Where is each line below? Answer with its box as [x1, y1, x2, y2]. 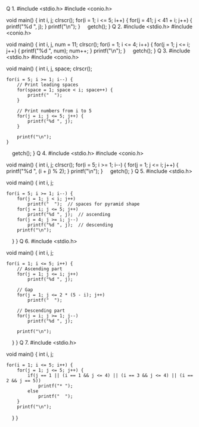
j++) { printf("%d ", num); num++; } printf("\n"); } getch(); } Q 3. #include [6, 47, 191, 54]
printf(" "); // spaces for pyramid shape [27, 201, 140, 207]
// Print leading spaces [17, 82, 79, 88]
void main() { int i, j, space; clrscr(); [6, 65, 92, 72]
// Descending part [17, 308, 66, 314]
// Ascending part [17, 266, 63, 272]
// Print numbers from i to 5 [17, 108, 92, 114]
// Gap [17, 287, 33, 293]
